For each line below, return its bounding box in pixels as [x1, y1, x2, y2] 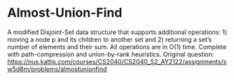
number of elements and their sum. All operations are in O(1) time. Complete [7, 42, 227, 51]
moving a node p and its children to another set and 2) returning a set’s [7, 35, 212, 43]
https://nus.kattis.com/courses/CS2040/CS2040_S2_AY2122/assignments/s [7, 57, 227, 65]
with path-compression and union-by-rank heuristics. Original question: [7, 50, 214, 58]
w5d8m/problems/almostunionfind [7, 65, 107, 73]
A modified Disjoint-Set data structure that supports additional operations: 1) [7, 28, 228, 36]
